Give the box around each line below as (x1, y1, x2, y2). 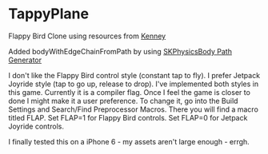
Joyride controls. (8, 121, 64, 131)
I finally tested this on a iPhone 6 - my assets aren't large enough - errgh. (8, 136, 250, 146)
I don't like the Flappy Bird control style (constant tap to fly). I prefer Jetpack (8, 70, 261, 80)
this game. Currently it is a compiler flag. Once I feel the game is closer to (8, 87, 250, 97)
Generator (8, 55, 42, 65)
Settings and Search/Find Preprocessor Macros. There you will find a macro (8, 105, 258, 114)
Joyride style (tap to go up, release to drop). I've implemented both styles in (8, 79, 259, 89)
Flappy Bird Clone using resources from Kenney (8, 31, 166, 41)
